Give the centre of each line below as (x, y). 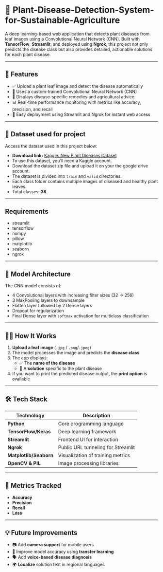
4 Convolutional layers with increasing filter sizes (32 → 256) (73, 295)
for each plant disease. (28, 54)
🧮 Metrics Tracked (33, 486)
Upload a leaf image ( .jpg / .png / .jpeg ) (51, 347)
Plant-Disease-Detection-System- (83, 10)
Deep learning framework (87, 431)
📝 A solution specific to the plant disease (60, 369)
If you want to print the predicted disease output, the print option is (80, 374)
